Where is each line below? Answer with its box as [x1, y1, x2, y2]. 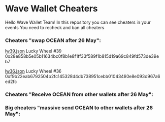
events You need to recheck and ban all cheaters [5, 24, 104, 30]
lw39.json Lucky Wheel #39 [5, 48, 62, 54]
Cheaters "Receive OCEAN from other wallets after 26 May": [5, 91, 154, 98]
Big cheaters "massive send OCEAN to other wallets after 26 [5, 104, 153, 111]
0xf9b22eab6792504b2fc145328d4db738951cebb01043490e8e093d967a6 [5, 74, 161, 80]
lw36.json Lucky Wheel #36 [5, 68, 62, 74]
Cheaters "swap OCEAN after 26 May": [5, 37, 101, 43]
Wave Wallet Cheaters [5, 3, 98, 14]
